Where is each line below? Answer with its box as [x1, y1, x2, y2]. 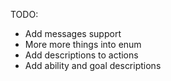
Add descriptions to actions [24, 49, 139, 61]
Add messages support [24, 28, 122, 39]
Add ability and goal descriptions [24, 60, 162, 71]
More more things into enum [24, 39, 142, 50]
